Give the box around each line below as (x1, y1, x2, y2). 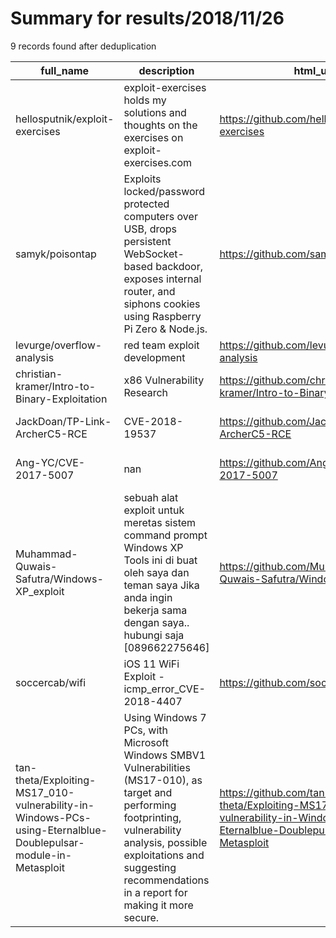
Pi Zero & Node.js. (123, 322, 208, 336)
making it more (123, 898, 194, 912)
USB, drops (123, 222, 178, 236)
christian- (15, 367, 63, 381)
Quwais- (15, 559, 58, 573)
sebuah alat (123, 490, 179, 504)
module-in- (15, 848, 73, 862)
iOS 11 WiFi (123, 657, 180, 671)
